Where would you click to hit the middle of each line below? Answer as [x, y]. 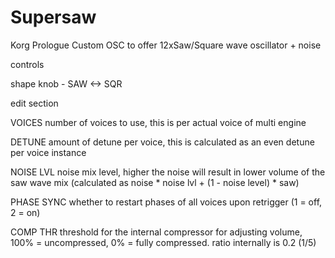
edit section [34, 103]
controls [27, 64]
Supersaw [53, 17]
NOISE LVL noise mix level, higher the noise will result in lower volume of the [168, 172]
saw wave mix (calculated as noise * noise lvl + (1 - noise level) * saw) [155, 182]
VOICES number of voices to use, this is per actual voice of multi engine [158, 122]
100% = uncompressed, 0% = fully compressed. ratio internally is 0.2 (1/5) [163, 242]
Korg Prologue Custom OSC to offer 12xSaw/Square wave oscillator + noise [166, 45]
